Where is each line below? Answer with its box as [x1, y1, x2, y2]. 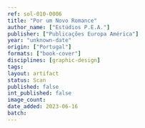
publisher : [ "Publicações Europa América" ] [7, 30, 139, 38]
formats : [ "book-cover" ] [7, 50, 81, 58]
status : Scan [7, 76, 46, 84]
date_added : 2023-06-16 [7, 103, 79, 110]
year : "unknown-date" [7, 37, 72, 44]
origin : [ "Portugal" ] [7, 43, 72, 50]
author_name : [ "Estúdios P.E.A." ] [7, 23, 111, 31]
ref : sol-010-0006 [7, 10, 62, 18]
